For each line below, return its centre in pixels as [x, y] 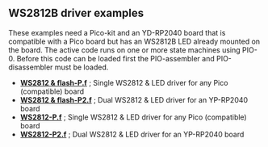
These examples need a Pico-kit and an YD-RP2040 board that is [117, 32]
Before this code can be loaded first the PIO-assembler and [116, 58]
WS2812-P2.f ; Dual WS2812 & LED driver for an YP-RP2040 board [132, 134]
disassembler [31, 67]
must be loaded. [82, 67]
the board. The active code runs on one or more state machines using [124, 50]
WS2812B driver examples [76, 13]
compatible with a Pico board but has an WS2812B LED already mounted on [134, 41]
